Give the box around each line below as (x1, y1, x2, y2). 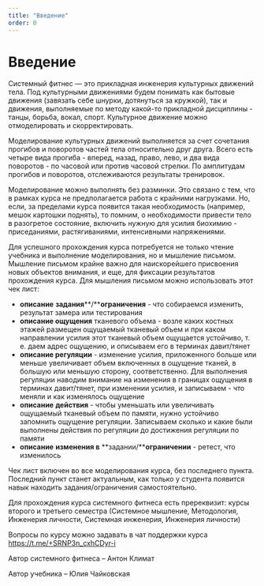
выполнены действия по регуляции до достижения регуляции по (19, 426, 240, 435)
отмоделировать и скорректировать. (8, 121, 134, 130)
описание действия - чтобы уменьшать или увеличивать (19, 400, 215, 410)
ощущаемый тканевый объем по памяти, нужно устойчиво (19, 408, 219, 419)
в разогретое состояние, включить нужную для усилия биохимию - (8, 219, 238, 228)
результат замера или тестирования (19, 308, 143, 317)
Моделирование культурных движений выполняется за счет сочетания (8, 136, 250, 146)
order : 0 (8, 19, 37, 27)
